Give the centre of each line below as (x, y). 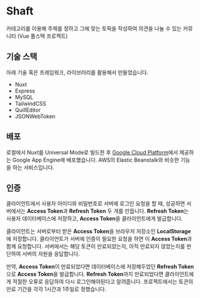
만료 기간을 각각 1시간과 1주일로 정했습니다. (56, 289)
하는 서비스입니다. (33, 167)
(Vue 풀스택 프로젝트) (43, 36)
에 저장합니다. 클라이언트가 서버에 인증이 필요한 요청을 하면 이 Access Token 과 (99, 239)
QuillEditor (28, 110)
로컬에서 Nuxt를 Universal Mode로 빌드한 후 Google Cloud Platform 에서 (92, 152)
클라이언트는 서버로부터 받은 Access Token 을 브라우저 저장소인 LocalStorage (99, 231)
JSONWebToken (35, 116)
